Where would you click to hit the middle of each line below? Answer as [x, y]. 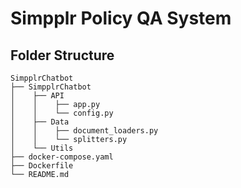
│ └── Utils [42, 148]
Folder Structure [62, 55]
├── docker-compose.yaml [62, 157]
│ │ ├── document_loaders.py [84, 131]
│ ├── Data [40, 122]
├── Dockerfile [42, 166]
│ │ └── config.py [62, 113]
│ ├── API [37, 96]
